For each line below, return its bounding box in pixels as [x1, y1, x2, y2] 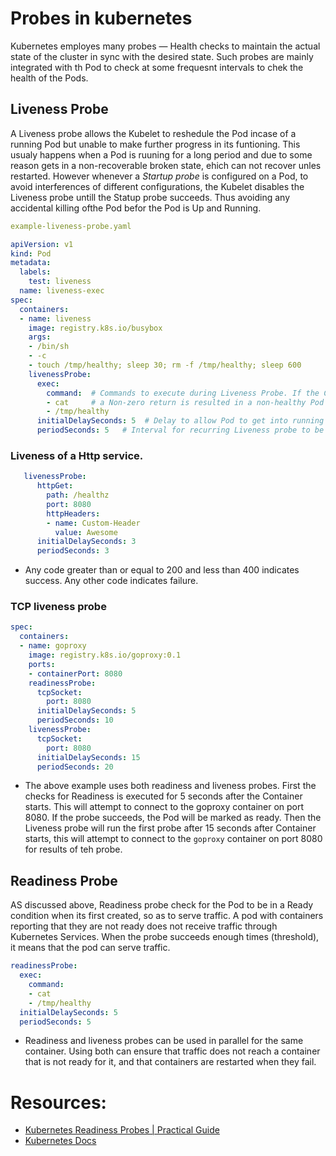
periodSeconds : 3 [36, 546, 110, 556]
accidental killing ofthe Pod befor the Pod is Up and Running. [10, 202, 262, 214]
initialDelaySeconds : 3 [36, 537, 137, 547]
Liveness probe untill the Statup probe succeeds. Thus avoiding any [10, 191, 291, 203]
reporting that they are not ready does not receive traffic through [10, 920, 278, 932]
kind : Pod [10, 248, 52, 259]
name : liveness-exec [19, 286, 105, 296]
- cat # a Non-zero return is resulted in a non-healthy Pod [46, 397, 325, 407]
